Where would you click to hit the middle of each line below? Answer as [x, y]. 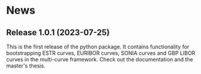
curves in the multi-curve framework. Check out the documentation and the [100, 59]
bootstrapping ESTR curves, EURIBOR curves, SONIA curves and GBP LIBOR [101, 53]
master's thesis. [26, 66]
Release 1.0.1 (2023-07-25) [58, 33]
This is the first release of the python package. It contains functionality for [98, 47]
